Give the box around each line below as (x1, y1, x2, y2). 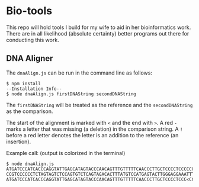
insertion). (6, 138, 31, 145)
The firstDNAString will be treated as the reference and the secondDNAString (6, 101, 193, 108)
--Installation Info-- (6, 86, 62, 92)
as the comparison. (6, 108, 53, 115)
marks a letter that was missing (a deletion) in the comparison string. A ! (6, 125, 183, 133)
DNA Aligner (6, 53, 53, 63)
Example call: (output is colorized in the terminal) (6, 149, 126, 156)
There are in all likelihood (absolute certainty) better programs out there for (6, 30, 190, 37)
